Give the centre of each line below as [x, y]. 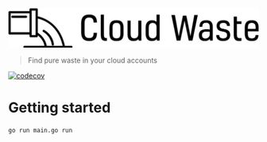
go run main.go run [41, 131]
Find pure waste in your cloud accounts [92, 60]
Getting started [60, 108]
